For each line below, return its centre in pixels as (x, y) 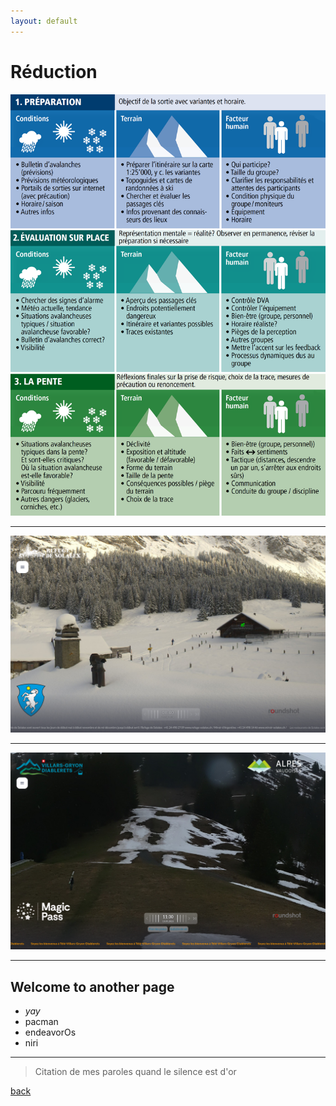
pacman (41, 1021)
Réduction (54, 71)
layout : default (44, 21)
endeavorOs (50, 1032)
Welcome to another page (92, 986)
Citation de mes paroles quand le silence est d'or (135, 1071)
